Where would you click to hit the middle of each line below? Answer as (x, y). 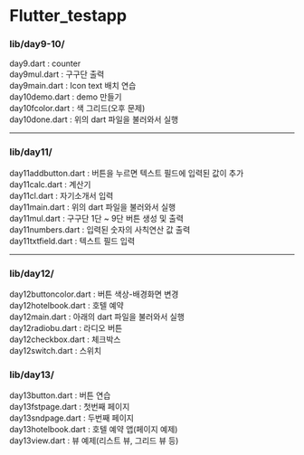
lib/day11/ (31, 152)
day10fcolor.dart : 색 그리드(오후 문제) (77, 109)
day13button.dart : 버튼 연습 (60, 395)
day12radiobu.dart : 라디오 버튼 (66, 328)
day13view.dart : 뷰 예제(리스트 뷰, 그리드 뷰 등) (94, 441)
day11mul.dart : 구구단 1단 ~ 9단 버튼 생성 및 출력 (96, 218)
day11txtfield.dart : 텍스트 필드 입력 (72, 241)
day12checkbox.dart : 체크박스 (65, 339)
